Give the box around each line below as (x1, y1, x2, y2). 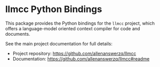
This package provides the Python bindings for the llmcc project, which (5, 20, 155, 26)
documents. (5, 31, 30, 37)
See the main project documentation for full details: (5, 40, 113, 46)
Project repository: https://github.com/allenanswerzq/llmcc (12, 50, 136, 56)
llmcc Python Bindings (5, 4, 103, 15)
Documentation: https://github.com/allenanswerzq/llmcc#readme (12, 55, 150, 61)
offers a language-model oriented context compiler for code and (5, 25, 141, 31)
